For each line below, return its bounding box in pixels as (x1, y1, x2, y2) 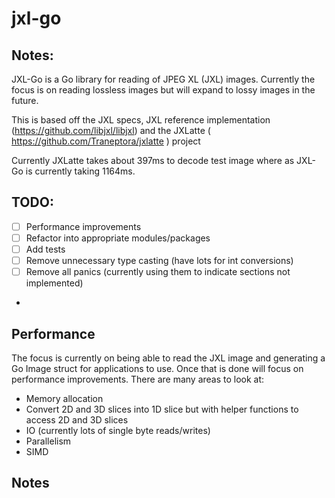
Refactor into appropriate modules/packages (25, 232, 211, 244)
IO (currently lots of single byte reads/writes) (25, 424, 211, 436)
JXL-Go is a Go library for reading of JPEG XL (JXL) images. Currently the (11, 73, 316, 85)
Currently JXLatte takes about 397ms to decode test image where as (11, 155, 295, 166)
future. (11, 95, 39, 106)
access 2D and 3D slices (25, 413, 129, 426)
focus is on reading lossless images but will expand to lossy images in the (11, 84, 316, 96)
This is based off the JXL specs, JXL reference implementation (11, 114, 271, 126)
